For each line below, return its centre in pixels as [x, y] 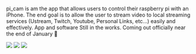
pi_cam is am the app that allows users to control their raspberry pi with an [97, 9]
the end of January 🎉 [32, 34]
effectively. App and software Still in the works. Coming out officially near [96, 27]
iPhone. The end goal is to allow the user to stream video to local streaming [98, 15]
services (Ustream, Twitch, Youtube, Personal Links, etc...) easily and [91, 21]
